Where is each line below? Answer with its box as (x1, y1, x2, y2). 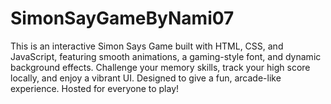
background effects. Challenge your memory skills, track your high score (10, 61, 311, 73)
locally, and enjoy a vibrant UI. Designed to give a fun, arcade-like (10, 72, 282, 84)
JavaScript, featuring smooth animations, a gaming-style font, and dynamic (10, 50, 322, 62)
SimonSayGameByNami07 (10, 7, 235, 30)
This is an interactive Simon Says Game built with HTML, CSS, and (10, 40, 284, 52)
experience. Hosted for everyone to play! (10, 82, 180, 94)
